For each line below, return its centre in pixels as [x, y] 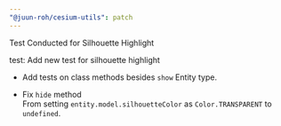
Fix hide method [52, 94]
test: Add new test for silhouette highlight [84, 59]
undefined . [41, 113]
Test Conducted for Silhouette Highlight [82, 43]
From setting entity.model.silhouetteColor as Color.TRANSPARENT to [147, 104]
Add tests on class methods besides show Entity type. [120, 77]
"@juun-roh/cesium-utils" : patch [71, 17]
